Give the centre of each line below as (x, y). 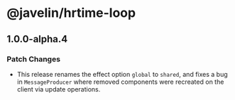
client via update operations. (59, 89)
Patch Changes (34, 59)
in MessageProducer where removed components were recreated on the (120, 82)
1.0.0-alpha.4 (37, 39)
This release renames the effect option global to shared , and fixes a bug (122, 74)
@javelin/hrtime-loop (71, 13)
